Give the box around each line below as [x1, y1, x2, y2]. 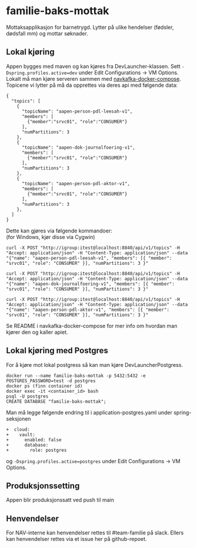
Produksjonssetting [6, 481, 80, 491]
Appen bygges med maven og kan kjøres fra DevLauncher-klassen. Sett [6, 63, 181, 70]
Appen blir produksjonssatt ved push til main [6, 497, 115, 504]
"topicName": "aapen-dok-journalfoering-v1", [21, 145, 135, 150]
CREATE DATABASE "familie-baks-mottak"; [6, 398, 107, 405]
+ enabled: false [6, 437, 62, 443]
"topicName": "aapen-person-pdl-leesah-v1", [21, 108, 133, 114]
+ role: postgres [6, 447, 67, 453]
